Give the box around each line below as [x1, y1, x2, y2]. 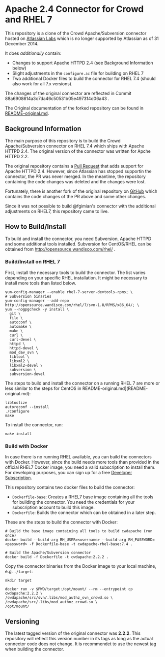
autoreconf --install [5, 404, 50, 410]
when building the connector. [5, 646, 64, 652]
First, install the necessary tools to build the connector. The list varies [5, 270, 146, 276]
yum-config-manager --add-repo [5, 298, 69, 303]
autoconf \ [9, 319, 32, 325]
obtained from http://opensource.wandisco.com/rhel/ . [5, 246, 115, 252]
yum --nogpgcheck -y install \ [5, 307, 69, 311]
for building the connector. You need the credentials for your [12, 499, 135, 505]
